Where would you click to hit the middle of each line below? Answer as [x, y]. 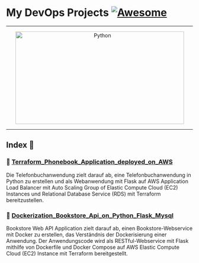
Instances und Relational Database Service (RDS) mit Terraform [84, 194]
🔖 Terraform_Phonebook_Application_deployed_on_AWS [89, 162]
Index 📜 [20, 145]
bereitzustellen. [25, 200]
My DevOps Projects [58, 13]
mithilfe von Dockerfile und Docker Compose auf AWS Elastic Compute [93, 247]
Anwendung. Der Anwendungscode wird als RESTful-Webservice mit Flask [97, 240]
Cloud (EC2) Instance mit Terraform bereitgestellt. [67, 253]
